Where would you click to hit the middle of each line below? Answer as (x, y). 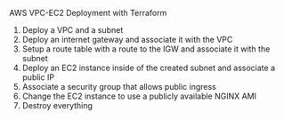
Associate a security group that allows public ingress (119, 87)
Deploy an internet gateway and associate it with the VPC (127, 40)
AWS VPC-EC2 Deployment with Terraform (88, 13)
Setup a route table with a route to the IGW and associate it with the (146, 49)
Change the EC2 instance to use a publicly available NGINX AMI (139, 96)
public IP (38, 77)
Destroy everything (57, 105)
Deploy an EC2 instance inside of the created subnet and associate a (149, 68)
